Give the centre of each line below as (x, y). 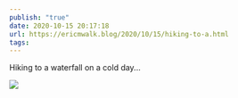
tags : (19, 42)
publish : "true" (39, 17)
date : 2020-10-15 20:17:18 (59, 26)
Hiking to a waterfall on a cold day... (75, 68)
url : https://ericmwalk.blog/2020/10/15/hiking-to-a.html (119, 34)
